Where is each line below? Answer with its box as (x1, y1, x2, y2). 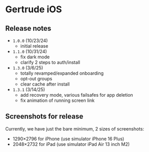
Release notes (5, 24, 52, 33)
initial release (20, 43, 48, 49)
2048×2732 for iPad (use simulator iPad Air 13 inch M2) (12, 141, 130, 147)
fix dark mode (20, 54, 50, 60)
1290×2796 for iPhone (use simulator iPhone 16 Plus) (12, 136, 125, 142)
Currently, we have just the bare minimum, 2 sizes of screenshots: (5, 125, 144, 132)
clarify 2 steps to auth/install (20, 59, 81, 65)
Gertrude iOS (5, 4, 62, 15)
